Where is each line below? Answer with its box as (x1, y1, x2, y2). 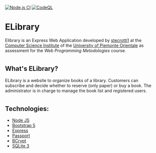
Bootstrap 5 (12, 123, 36, 128)
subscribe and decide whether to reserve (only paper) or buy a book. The (5, 83, 152, 88)
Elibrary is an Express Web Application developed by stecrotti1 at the (5, 37, 142, 43)
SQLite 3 (12, 143, 29, 149)
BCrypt (12, 138, 27, 144)
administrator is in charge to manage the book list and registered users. (5, 87, 147, 94)
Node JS (12, 117, 30, 123)
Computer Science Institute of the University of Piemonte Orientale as (5, 42, 144, 48)
